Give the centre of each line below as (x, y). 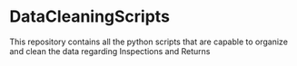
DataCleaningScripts (90, 17)
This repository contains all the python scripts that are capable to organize (149, 42)
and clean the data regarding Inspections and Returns (110, 51)
